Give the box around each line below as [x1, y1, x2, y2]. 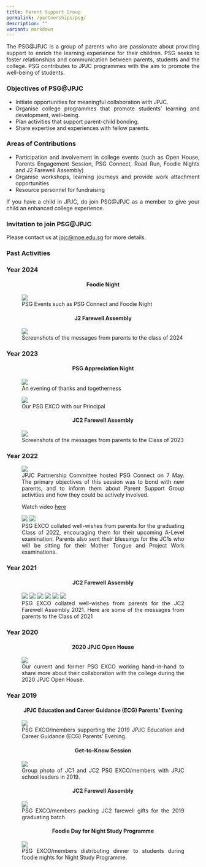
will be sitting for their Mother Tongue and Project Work [21, 542, 185, 549]
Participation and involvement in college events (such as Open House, [15, 153, 200, 161]
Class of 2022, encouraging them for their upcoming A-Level [21, 529, 185, 537]
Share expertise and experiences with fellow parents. [15, 124, 150, 132]
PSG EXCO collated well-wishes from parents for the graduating [21, 522, 185, 530]
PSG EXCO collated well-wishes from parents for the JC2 [21, 600, 185, 607]
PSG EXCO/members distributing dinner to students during [21, 847, 185, 854]
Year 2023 [6, 349, 39, 358]
